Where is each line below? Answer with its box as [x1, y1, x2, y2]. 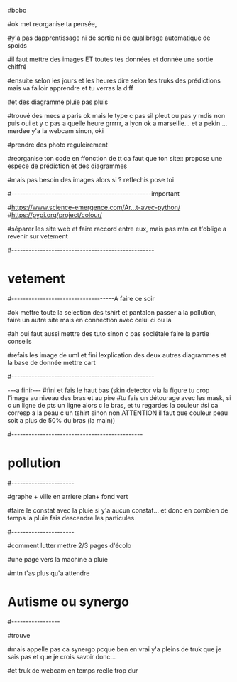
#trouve [7, 631, 31, 639]
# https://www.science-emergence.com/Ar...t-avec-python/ [7, 203, 181, 211]
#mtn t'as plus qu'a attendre [7, 569, 90, 577]
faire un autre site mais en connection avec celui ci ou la [7, 315, 172, 324]
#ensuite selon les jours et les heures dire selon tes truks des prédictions [7, 76, 221, 85]
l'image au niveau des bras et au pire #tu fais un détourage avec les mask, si [7, 393, 231, 402]
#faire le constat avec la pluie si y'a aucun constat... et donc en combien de [7, 505, 228, 515]
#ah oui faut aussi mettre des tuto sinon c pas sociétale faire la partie [7, 329, 209, 337]
